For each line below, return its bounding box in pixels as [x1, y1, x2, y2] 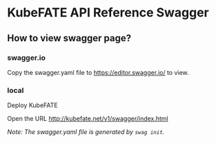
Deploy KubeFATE [7, 101, 59, 109]
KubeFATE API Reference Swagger [7, 5, 209, 21]
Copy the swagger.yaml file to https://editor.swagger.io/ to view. [7, 68, 189, 76]
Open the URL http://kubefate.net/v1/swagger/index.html [7, 115, 169, 123]
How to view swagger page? [7, 32, 132, 44]
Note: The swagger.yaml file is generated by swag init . [7, 128, 165, 136]
